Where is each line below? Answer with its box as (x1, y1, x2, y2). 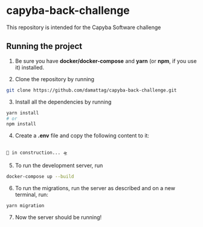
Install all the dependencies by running (14, 98, 112, 105)
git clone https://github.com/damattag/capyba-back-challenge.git (6, 87, 177, 93)
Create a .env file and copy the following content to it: (14, 132, 150, 139)
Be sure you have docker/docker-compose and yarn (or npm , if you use (14, 57, 197, 64)
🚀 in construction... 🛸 (6, 150, 68, 156)
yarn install (6, 110, 39, 116)
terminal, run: (14, 191, 48, 199)
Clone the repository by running (14, 75, 95, 82)
